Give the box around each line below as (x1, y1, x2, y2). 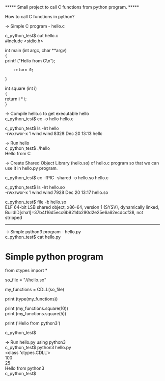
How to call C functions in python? (5, 14, 75, 19)
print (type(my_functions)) (5, 296, 58, 301)
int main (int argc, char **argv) (5, 48, 67, 53)
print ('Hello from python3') (5, 320, 60, 326)
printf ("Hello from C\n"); (5, 58, 55, 63)
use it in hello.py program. (5, 165, 58, 171)
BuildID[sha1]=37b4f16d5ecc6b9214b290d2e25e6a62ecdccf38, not (5, 210, 143, 215)
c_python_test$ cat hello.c (5, 33, 58, 38)
